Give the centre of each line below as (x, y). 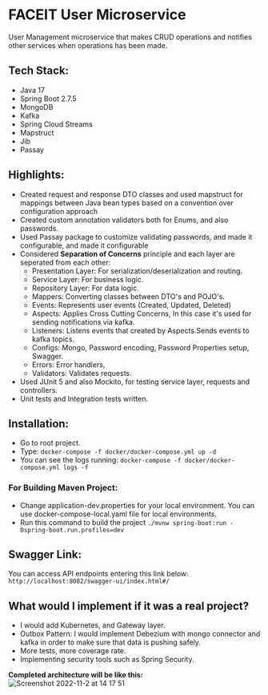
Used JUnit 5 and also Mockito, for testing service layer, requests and (135, 382)
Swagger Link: (45, 555)
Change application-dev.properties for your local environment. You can (137, 505)
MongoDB (36, 107)
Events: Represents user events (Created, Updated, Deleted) (132, 305)
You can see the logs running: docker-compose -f (100, 460)
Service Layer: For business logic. (88, 279)
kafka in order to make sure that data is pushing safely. (110, 642)
